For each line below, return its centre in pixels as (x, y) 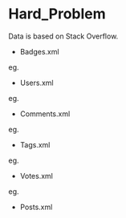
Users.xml (37, 83)
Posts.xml (36, 207)
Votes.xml (37, 176)
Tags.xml (35, 144)
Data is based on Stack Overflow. (63, 36)
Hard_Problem (57, 14)
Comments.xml (45, 114)
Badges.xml (39, 51)
